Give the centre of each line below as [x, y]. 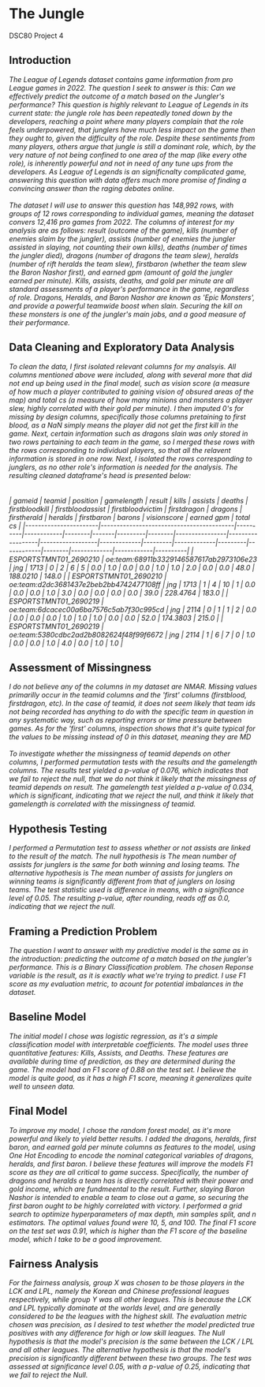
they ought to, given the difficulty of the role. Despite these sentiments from [132, 138]
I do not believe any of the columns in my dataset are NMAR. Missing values [133, 686]
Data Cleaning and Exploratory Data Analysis [122, 348]
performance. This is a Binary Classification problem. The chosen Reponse [131, 967]
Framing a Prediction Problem [83, 931]
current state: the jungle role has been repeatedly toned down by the [121, 113]
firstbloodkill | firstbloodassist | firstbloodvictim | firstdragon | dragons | [126, 509]
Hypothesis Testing [58, 829]
